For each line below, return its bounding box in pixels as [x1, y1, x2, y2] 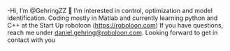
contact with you [7, 36, 56, 44]
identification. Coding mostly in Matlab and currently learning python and [7, 14, 218, 22]
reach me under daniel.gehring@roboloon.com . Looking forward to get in [7, 28, 218, 37]
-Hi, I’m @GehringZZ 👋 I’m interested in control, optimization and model [7, 7, 213, 14]
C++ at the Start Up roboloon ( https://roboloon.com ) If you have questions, [7, 21, 224, 29]
